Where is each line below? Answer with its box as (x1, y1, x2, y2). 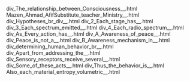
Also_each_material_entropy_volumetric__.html (6, 68, 120, 75)
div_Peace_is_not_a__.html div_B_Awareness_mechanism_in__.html (6, 37, 170, 43)
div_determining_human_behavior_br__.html (6, 43, 114, 50)
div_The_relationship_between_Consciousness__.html (6, 5, 138, 12)
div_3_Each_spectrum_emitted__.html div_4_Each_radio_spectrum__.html (6, 24, 184, 31)
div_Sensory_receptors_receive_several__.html (6, 56, 120, 63)
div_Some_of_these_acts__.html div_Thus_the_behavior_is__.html (6, 62, 165, 69)
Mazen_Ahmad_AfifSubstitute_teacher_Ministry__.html (6, 11, 140, 18)
